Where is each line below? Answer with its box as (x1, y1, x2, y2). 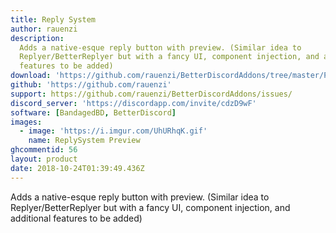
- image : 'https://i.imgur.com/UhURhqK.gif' (19, 126, 208, 136)
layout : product (10, 154, 78, 164)
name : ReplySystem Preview (28, 136, 141, 146)
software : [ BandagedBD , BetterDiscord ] (10, 107, 177, 118)
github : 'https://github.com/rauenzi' (10, 80, 172, 90)
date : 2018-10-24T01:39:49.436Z (10, 163, 145, 173)
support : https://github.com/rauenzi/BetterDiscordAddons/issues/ (10, 89, 293, 99)
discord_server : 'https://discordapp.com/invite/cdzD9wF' (10, 98, 257, 108)
